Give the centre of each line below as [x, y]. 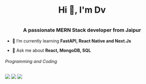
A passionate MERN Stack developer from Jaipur [82, 30]
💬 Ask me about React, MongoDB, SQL [52, 50]
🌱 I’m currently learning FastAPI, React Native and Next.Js [72, 41]
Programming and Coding [31, 62]
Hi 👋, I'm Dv [82, 10]
